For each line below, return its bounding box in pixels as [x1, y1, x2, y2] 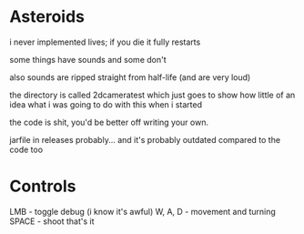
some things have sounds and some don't [9, 54, 167, 65]
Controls [9, 176, 76, 197]
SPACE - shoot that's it [9, 216, 95, 227]
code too [9, 144, 44, 155]
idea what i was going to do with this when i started [9, 98, 203, 110]
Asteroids [9, 6, 85, 27]
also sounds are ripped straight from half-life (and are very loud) [9, 71, 251, 83]
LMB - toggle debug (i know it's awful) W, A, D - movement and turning [9, 206, 276, 217]
